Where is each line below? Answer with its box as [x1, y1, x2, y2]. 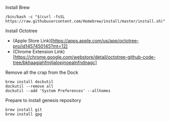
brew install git [5, 107, 42, 112]
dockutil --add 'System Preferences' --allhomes [5, 88, 111, 93]
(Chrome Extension [12, 49, 54, 54]
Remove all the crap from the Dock [5, 69, 79, 75]
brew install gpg [5, 112, 42, 117]
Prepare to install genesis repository [5, 97, 82, 103]
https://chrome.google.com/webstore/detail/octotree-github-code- [14, 54, 156, 60]
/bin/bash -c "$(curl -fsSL [5, 14, 65, 19]
